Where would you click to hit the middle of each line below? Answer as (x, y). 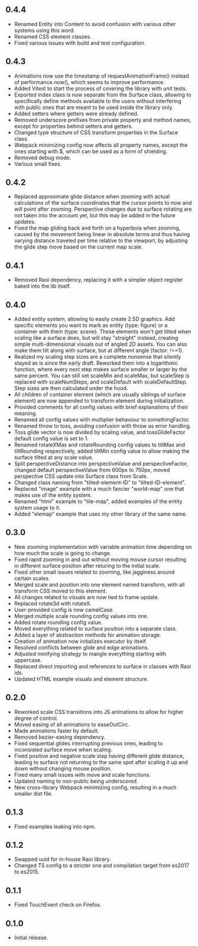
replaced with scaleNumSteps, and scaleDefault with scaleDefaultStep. (101, 382)
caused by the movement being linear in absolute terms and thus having (102, 234)
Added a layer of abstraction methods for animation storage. (88, 635)
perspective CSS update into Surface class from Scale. (81, 477)
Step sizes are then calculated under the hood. (71, 388)
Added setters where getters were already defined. (76, 113)
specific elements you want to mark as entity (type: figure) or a (91, 326)
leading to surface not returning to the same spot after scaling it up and (101, 762)
